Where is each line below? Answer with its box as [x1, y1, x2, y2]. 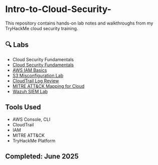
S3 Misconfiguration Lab [12, 72, 64, 78]
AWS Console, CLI [12, 116, 51, 122]
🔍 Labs [5, 41, 29, 49]
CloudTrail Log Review [12, 78, 59, 84]
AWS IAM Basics [12, 67, 47, 73]
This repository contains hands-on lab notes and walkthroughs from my [5, 20, 153, 26]
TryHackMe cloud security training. [5, 25, 78, 31]
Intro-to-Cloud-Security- [5, 4, 112, 15]
